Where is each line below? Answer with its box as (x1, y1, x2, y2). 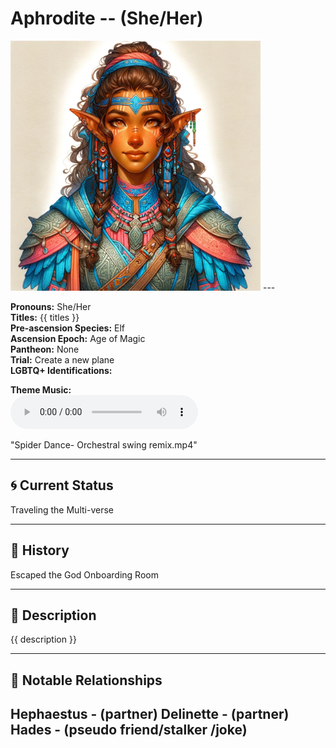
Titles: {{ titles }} (10, 311, 80, 323)
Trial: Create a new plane (10, 353, 115, 366)
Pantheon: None (10, 343, 80, 355)
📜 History (10, 542, 70, 559)
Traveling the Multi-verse (10, 503, 114, 516)
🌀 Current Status (10, 477, 114, 494)
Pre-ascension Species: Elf (10, 322, 125, 334)
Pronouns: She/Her (10, 300, 92, 312)
